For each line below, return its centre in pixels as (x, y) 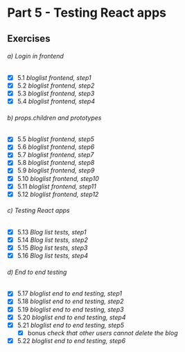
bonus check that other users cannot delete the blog (103, 333)
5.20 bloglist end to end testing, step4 (71, 317)
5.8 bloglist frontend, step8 (56, 163)
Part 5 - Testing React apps (87, 13)
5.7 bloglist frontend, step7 (55, 155)
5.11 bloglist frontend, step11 (57, 186)
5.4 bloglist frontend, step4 (56, 101)
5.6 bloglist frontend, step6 (56, 147)
